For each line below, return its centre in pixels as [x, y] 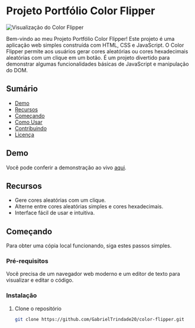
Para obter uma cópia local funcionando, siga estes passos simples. [89, 246]
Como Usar [28, 122]
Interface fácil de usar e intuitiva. [55, 213]
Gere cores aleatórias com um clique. [60, 200]
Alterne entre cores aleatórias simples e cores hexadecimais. [89, 207]
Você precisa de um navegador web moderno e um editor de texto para [93, 274]
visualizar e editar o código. [40, 280]
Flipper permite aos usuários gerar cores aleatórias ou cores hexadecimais [97, 51]
